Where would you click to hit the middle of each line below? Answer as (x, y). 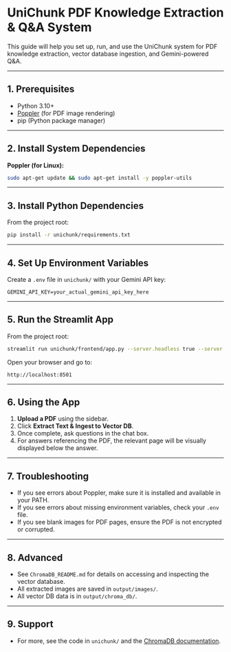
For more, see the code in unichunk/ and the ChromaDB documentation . (119, 641)
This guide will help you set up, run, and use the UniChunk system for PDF (112, 46)
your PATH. (33, 500)
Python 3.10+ (36, 105)
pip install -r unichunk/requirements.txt (69, 235)
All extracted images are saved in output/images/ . (87, 589)
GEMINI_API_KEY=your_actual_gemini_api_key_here (78, 292)
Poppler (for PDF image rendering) (66, 113)
